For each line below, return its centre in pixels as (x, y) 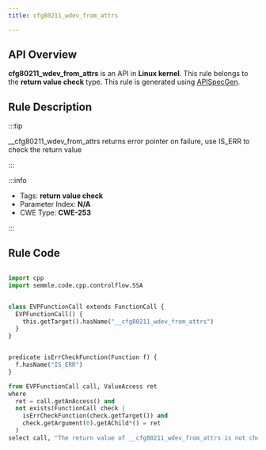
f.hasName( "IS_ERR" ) (49, 365)
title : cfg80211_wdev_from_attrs (63, 15)
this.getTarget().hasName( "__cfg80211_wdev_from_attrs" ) (118, 322)
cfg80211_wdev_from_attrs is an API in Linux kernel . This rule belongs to (128, 74)
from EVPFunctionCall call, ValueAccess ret (83, 386)
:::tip (15, 126)
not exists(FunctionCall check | (70, 409)
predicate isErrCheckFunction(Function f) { (83, 357)
